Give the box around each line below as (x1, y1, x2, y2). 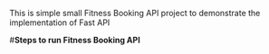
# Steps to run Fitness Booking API (9, 35, 140, 45)
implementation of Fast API (9, 17, 110, 28)
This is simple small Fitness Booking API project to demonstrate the (9, 8, 261, 18)
